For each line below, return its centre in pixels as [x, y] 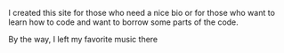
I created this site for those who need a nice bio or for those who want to [142, 13]
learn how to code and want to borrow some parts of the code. [124, 22]
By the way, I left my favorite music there [83, 39]
